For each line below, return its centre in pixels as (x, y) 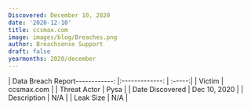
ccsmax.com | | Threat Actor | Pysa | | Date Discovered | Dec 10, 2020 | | (126, 89)
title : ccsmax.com (38, 30)
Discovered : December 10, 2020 (59, 15)
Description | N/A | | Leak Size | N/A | (68, 98)
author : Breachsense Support (56, 44)
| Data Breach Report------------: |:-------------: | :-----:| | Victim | (116, 81)
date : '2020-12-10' (40, 23)
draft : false (29, 51)
